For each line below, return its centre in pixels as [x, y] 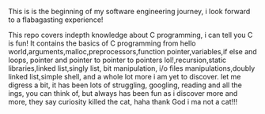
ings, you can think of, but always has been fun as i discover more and [123, 93]
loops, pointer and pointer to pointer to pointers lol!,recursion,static [117, 60]
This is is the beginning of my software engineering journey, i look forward [129, 11]
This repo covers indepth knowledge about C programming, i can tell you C [131, 35]
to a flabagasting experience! [56, 20]
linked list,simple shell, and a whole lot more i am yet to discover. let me [125, 77]
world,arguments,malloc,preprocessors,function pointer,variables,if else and [132, 51]
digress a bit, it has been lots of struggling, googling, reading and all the [125, 85]
